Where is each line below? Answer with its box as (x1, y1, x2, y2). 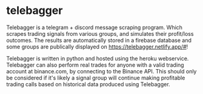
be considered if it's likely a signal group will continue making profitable (6, 74, 185, 81)
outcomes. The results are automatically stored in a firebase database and (6, 36, 192, 44)
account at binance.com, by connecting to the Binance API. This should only (6, 67, 197, 75)
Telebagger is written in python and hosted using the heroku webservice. (6, 55, 189, 62)
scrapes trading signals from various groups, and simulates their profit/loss (6, 30, 194, 37)
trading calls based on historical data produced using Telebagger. (6, 80, 171, 88)
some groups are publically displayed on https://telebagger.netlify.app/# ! (6, 43, 188, 50)
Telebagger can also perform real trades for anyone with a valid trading (6, 61, 184, 69)
